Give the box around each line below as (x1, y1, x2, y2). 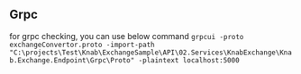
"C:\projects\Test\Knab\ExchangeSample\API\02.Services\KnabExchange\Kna (9, 48, 293, 57)
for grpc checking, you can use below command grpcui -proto (9, 30, 244, 41)
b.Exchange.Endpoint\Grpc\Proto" (9, 55, 135, 65)
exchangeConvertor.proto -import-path (9, 40, 155, 49)
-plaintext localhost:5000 (138, 55, 241, 65)
